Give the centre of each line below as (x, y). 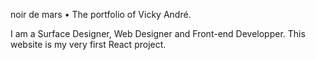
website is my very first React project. (88, 44)
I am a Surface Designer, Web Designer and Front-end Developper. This (158, 33)
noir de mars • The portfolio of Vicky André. (101, 14)
